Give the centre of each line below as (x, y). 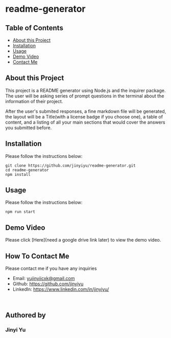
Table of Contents (34, 28)
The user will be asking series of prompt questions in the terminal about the (85, 96)
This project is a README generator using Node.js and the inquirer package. (86, 90)
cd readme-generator (27, 170)
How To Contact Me (37, 256)
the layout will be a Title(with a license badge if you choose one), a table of (84, 116)
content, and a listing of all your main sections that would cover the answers (85, 122)
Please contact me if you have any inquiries (51, 269)
